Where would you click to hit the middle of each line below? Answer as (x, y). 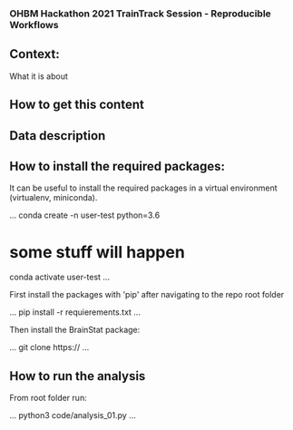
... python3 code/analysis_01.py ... (73, 415)
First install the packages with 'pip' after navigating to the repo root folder (147, 295)
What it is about (39, 76)
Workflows (34, 24)
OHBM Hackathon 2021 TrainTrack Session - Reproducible (141, 14)
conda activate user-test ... (60, 277)
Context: (35, 54)
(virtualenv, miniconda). (54, 198)
